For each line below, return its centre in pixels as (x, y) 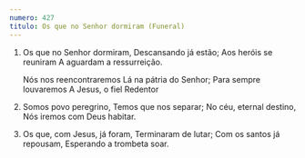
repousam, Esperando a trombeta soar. (96, 143)
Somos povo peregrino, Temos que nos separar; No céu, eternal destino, (159, 106)
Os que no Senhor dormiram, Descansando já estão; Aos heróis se (147, 52)
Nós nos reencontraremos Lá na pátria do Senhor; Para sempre (142, 79)
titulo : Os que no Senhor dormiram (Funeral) (97, 26)
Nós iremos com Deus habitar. (79, 116)
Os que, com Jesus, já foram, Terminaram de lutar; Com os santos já (151, 133)
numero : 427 (32, 18)
